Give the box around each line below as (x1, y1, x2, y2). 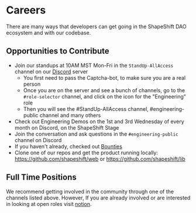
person (23, 80, 41, 87)
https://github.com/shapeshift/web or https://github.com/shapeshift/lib (14, 155, 185, 162)
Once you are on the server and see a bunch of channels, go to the (23, 86, 185, 94)
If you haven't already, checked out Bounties (14, 143, 123, 150)
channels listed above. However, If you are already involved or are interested (6, 194, 191, 201)
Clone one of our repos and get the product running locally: (14, 149, 158, 156)
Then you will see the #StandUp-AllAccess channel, (23, 105, 149, 112)
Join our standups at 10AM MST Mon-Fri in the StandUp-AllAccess (14, 62, 174, 69)
